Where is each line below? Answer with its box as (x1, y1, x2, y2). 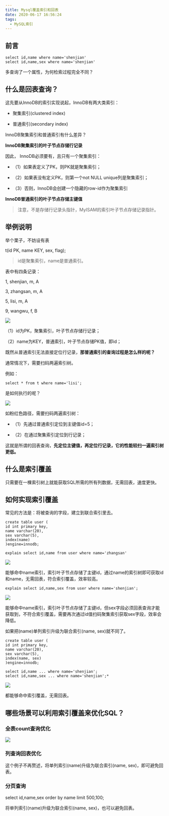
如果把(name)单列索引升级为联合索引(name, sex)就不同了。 (5, 628, 128, 634)
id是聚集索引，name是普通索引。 (17, 258, 87, 264)
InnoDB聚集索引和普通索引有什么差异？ (5, 132, 87, 138)
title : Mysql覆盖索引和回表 (5, 7, 59, 13)
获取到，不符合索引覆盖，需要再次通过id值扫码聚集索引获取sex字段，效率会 (5, 611, 162, 617)
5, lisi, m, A (5, 298, 28, 304)
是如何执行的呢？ (5, 390, 41, 396)
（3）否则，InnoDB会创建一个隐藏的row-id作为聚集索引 (12, 185, 128, 191)
